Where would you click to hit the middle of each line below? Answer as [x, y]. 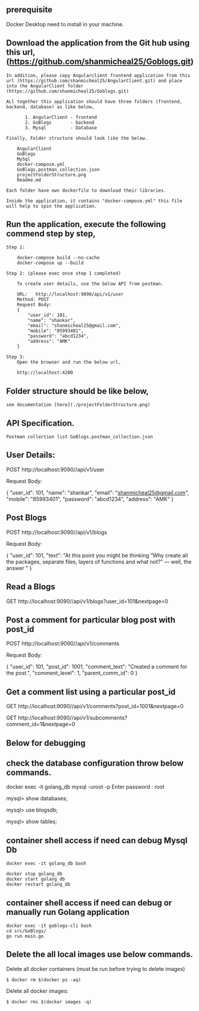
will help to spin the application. [52, 206]
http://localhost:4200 [45, 373]
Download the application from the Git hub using [98, 43]
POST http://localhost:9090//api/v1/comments [63, 644]
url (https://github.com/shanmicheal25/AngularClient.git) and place [94, 81]
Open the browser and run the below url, [69, 362]
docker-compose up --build [50, 263]
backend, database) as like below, [50, 107]
